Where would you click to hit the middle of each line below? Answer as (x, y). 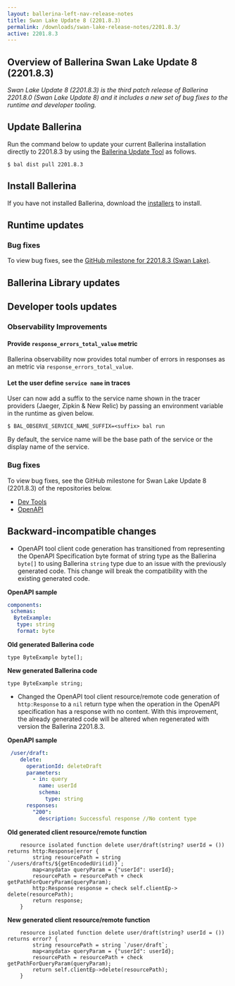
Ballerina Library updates (64, 283)
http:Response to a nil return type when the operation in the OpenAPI (119, 704)
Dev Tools (32, 502)
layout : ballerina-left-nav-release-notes (70, 14)
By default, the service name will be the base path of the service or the (110, 439)
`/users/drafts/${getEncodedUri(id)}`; (66, 863)
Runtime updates (46, 225)
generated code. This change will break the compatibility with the (112, 571)
